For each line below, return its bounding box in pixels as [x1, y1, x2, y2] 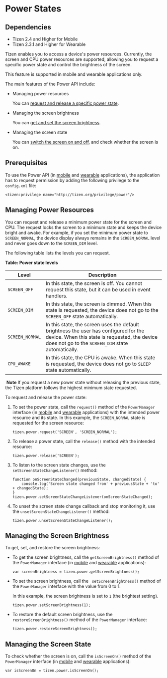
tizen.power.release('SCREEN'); [12, 453, 80, 458]
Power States [5, 3, 62, 14]
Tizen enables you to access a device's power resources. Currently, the [5, 51, 152, 57]
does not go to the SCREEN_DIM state [45, 340, 128, 347]
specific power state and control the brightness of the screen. [5, 62, 132, 67]
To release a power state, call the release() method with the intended [12, 438, 156, 444]
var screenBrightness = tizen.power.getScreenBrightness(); [12, 569, 140, 574]
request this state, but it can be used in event [45, 286, 151, 293]
